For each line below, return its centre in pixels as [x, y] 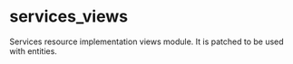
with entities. [33, 50]
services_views [69, 17]
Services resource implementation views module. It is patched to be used [146, 41]
